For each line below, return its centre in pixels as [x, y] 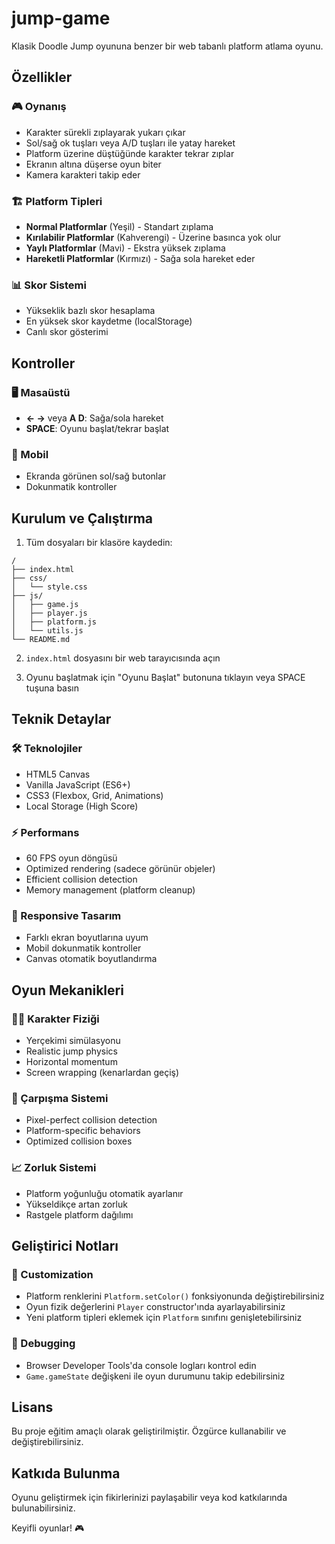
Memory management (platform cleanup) [110, 890]
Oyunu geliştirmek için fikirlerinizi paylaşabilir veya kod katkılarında [149, 1498]
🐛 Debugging [43, 1344]
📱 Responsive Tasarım [66, 915]
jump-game [61, 18]
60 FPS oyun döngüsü [71, 858]
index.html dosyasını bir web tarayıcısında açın [123, 658]
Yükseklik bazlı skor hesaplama [90, 311]
